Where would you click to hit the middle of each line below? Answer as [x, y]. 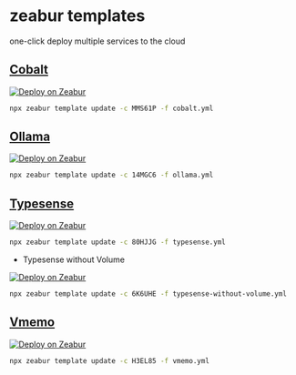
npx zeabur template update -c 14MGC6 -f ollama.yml [112, 175]
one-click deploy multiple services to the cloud [97, 41]
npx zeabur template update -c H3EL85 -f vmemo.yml [109, 360]
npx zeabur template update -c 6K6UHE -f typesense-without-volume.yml [148, 294]
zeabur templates [77, 16]
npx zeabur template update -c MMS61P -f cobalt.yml [112, 108]
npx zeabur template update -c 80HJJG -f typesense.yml [117, 242]
